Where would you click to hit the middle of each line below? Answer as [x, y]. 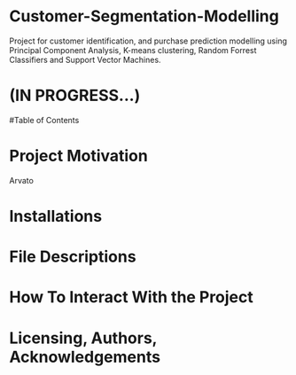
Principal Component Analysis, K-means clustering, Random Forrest [133, 50]
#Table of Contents [44, 120]
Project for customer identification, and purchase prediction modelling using [148, 41]
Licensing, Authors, [83, 338]
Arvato [21, 180]
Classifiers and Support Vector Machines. [85, 59]
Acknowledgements [85, 357]
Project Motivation [78, 156]
